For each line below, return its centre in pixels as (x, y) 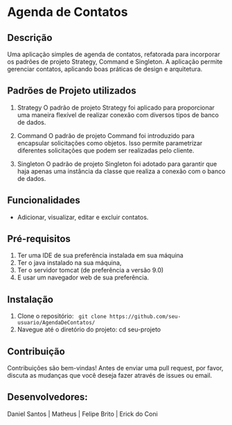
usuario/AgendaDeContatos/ (56, 323)
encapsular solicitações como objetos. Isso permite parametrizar (110, 143)
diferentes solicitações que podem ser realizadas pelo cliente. (106, 150)
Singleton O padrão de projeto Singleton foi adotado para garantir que (117, 164)
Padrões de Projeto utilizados (72, 91)
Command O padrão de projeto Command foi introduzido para (106, 135)
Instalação (30, 299)
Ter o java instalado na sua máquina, (69, 263)
